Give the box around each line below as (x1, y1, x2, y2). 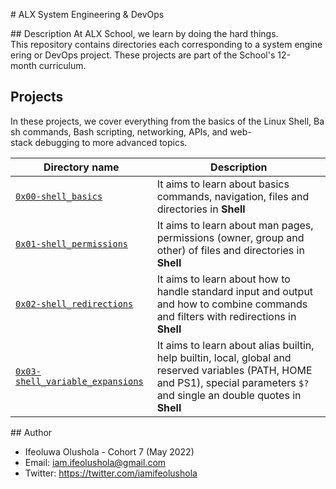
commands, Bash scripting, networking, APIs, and (22, 125, 228, 138)
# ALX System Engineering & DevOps (10, 9, 165, 20)
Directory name (43, 160, 120, 174)
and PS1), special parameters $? (156, 375, 310, 389)
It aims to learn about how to (156, 272, 291, 286)
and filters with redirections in (156, 309, 297, 323)
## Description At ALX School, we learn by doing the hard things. (10, 28, 279, 39)
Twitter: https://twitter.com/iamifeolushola (24, 467, 198, 479)
